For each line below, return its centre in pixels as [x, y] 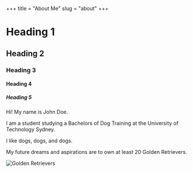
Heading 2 [25, 53]
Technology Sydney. [31, 129]
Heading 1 [31, 32]
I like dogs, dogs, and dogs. [39, 141]
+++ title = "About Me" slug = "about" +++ [58, 8]
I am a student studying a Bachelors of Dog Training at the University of [92, 123]
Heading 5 [19, 97]
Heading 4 [19, 84]
